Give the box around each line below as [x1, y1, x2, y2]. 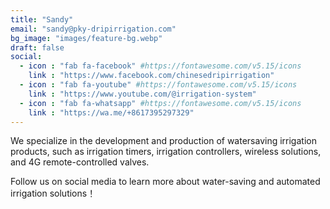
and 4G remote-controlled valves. [10, 156, 150, 168]
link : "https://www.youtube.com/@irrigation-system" [28, 89, 257, 99]
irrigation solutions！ [10, 187, 97, 200]
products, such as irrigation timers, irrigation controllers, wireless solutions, [10, 146, 322, 158]
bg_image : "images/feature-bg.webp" [10, 33, 163, 43]
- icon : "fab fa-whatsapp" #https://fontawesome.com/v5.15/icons [19, 98, 302, 108]
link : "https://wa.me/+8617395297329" [28, 107, 195, 118]
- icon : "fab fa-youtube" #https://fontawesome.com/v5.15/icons [19, 80, 298, 90]
